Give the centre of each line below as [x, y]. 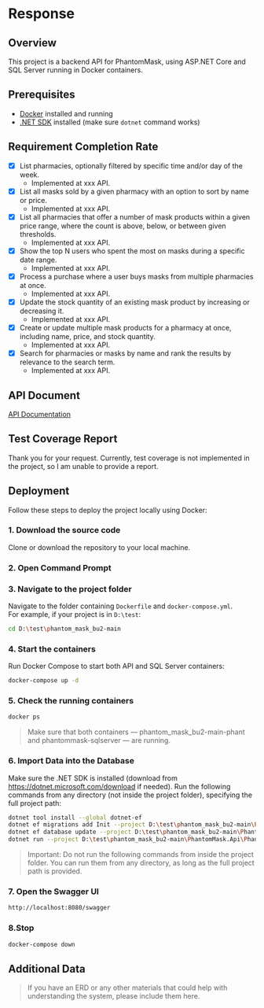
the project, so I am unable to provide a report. [83, 466]
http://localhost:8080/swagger [59, 908]
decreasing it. [42, 311]
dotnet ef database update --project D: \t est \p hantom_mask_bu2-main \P [126, 832]
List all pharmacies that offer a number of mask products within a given [135, 216]
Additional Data [47, 969]
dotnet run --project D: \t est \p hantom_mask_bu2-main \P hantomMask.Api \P [128, 840]
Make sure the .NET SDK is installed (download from [93, 778]
